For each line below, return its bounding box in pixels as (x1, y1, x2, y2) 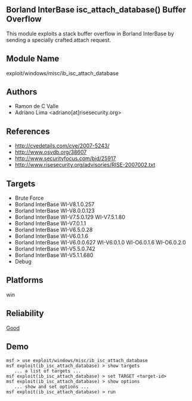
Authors (6, 87, 38, 97)
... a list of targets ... (14, 368, 82, 374)
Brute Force (14, 194, 44, 202)
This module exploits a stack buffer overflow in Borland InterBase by (6, 30, 174, 37)
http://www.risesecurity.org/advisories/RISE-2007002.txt (14, 161, 156, 169)
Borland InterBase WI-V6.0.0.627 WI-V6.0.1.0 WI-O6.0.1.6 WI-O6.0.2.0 (14, 239, 186, 246)
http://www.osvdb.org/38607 (14, 149, 87, 156)
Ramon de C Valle (14, 103, 59, 110)
